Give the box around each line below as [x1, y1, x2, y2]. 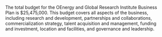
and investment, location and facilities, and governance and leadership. [5, 26, 155, 32]
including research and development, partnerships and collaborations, [5, 15, 152, 21]
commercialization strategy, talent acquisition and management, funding [5, 20, 156, 26]
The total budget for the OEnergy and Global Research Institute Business [5, 5, 157, 10]
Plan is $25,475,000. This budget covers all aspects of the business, [5, 10, 149, 16]
